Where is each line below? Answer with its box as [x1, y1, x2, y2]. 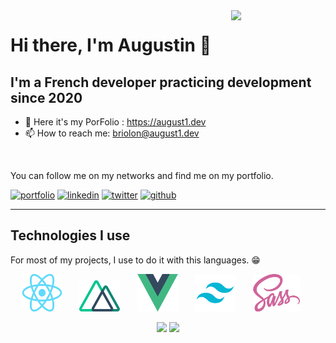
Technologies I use [10, 227, 131, 244]
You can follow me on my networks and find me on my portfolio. [10, 170, 274, 181]
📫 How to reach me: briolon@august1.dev [24, 127, 200, 139]
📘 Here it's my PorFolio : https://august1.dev [24, 116, 207, 128]
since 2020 [10, 89, 83, 106]
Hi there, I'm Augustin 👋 [10, 34, 212, 57]
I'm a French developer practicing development [10, 74, 312, 91]
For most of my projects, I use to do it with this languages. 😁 [10, 254, 261, 266]
